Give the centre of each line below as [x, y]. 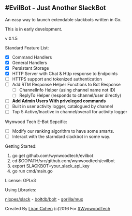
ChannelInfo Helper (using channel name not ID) [67, 90]
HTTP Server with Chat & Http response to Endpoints [65, 74]
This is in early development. [34, 29]
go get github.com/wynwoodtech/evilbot [52, 155]
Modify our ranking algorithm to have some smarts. [63, 131]
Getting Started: [21, 146]
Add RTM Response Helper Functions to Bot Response [66, 85]
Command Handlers [32, 57]
